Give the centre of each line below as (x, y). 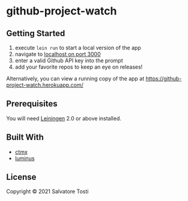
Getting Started (36, 33)
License (21, 177)
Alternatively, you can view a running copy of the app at (75, 79)
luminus (25, 158)
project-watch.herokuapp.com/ (45, 85)
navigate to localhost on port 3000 (58, 54)
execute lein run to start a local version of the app (78, 48)
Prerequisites (32, 104)
